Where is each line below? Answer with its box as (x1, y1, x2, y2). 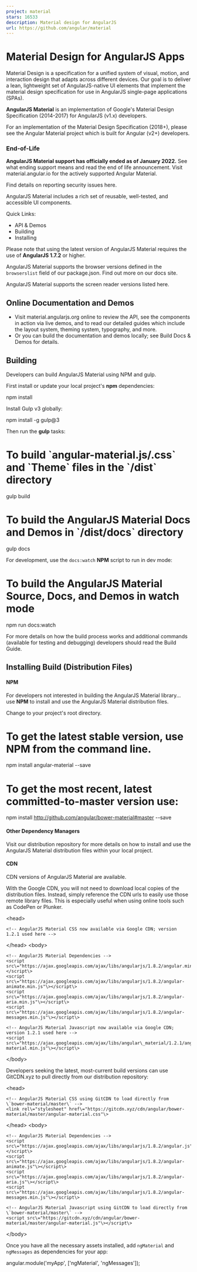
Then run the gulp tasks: (6, 428, 66, 435)
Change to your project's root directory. (6, 709, 102, 716)
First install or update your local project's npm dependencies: (6, 383, 155, 390)
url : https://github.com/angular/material (6, 25, 111, 31)
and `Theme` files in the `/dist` (6, 461, 157, 474)
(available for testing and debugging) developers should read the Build (6, 639, 176, 646)
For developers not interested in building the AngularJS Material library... (6, 692, 181, 699)
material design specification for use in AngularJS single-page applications (6, 89, 188, 96)
